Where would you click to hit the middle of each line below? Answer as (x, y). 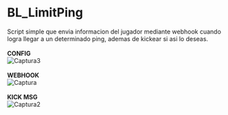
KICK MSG (22, 97)
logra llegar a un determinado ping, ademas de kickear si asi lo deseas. (107, 38)
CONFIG (19, 53)
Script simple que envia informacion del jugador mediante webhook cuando (114, 31)
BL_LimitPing (45, 13)
